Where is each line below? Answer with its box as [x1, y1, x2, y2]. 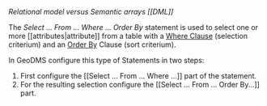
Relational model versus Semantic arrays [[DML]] [8, 7, 174, 16]
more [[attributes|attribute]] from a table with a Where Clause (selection [8, 32, 248, 40]
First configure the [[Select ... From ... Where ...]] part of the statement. [19, 71, 257, 80]
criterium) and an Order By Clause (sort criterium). [8, 40, 176, 49]
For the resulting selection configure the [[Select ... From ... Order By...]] [19, 80, 261, 89]
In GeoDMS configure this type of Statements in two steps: [8, 56, 205, 65]
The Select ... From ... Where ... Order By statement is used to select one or [8, 23, 259, 32]
